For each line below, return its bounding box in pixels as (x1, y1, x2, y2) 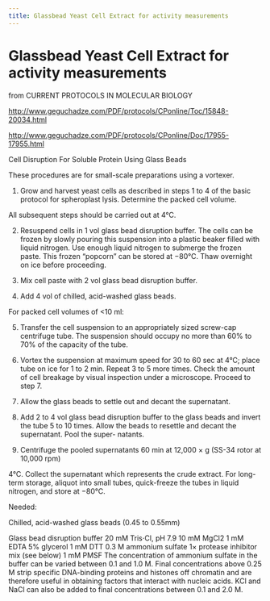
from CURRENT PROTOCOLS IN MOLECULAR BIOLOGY (8, 90, 193, 100)
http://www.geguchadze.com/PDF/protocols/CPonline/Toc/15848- (8, 106, 229, 115)
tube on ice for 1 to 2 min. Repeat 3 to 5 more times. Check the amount (19, 364, 255, 374)
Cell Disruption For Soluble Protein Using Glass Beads (8, 154, 187, 164)
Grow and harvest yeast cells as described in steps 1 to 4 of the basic (19, 186, 251, 195)
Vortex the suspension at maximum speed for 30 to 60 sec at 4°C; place (19, 355, 260, 365)
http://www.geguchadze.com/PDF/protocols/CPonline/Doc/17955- (8, 130, 230, 140)
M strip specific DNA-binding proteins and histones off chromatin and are (8, 567, 252, 577)
